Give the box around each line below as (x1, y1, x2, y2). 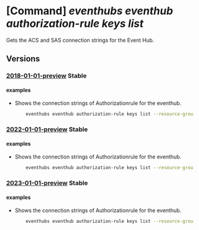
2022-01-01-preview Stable (6, 125, 88, 133)
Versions (6, 54, 40, 64)
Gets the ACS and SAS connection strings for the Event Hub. (6, 36, 154, 43)
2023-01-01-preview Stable (6, 179, 88, 187)
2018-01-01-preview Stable (6, 72, 87, 80)
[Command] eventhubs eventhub (6, 4, 173, 18)
